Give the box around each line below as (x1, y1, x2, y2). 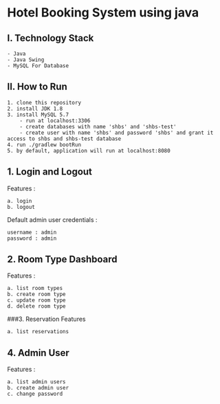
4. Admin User (7, 347, 70, 359)
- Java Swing (7, 56, 45, 63)
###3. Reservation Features (7, 315, 86, 324)
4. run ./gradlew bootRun (7, 141, 81, 148)
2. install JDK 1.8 (7, 105, 63, 112)
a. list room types (7, 285, 63, 292)
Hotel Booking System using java (7, 5, 199, 21)
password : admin (7, 235, 57, 242)
